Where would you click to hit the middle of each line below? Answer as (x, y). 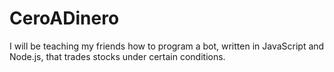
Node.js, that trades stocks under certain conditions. (117, 56)
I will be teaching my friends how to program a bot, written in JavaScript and (167, 46)
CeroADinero (64, 18)
